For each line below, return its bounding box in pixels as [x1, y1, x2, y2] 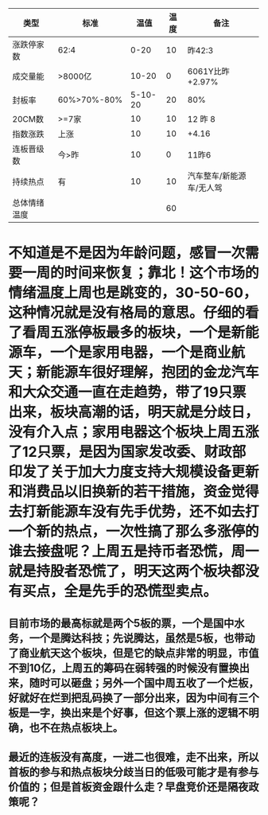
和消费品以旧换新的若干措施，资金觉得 [8, 483, 260, 501]
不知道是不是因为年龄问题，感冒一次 [8, 244, 246, 262]
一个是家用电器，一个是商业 [50, 344, 232, 361]
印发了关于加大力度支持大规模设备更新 [8, 463, 260, 481]
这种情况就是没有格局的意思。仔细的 [8, 304, 246, 322]
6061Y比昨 [187, 66, 230, 76]
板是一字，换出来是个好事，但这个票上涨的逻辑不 [8, 706, 249, 719]
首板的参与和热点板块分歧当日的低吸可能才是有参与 [8, 765, 259, 778]
